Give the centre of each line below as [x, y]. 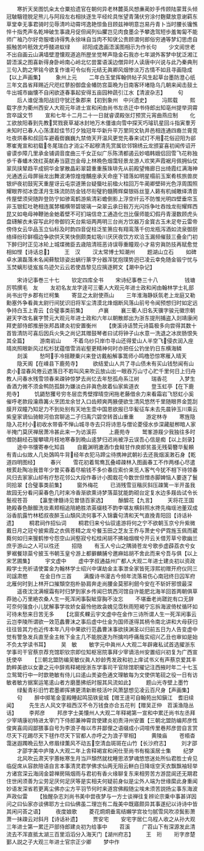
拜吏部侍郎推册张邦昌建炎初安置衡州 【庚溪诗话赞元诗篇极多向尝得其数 [99, 326]
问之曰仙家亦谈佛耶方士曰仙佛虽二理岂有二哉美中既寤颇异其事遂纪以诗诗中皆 [102, 804]
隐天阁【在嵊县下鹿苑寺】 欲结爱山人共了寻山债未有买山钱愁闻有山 [105, 364]
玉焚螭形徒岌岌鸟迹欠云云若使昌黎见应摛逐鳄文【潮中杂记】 [81, 267]
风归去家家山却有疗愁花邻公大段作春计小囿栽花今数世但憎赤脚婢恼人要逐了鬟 [102, 477]
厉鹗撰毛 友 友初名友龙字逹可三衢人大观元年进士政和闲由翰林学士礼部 [100, 288]
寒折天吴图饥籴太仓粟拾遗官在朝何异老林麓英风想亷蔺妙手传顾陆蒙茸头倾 [107, 9]
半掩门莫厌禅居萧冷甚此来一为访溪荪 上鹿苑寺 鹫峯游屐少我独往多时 [101, 432]
